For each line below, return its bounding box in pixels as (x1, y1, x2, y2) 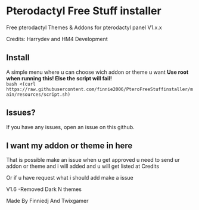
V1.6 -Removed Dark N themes (6, 186, 82, 193)
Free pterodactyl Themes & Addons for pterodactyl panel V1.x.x (6, 24, 162, 31)
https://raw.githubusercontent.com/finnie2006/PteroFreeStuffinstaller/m (6, 86, 194, 92)
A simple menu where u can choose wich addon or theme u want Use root (6, 68, 189, 76)
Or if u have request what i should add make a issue (6, 174, 134, 181)
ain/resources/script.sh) (6, 91, 70, 98)
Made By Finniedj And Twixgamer (6, 198, 89, 205)
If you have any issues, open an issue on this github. (6, 123, 135, 130)
